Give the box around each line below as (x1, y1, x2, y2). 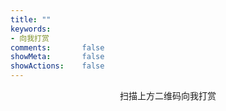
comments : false (10, 42, 105, 53)
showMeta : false (10, 52, 105, 62)
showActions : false (10, 61, 105, 71)
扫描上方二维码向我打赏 (119, 90, 217, 101)
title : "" (10, 14, 52, 25)
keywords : (10, 24, 52, 34)
